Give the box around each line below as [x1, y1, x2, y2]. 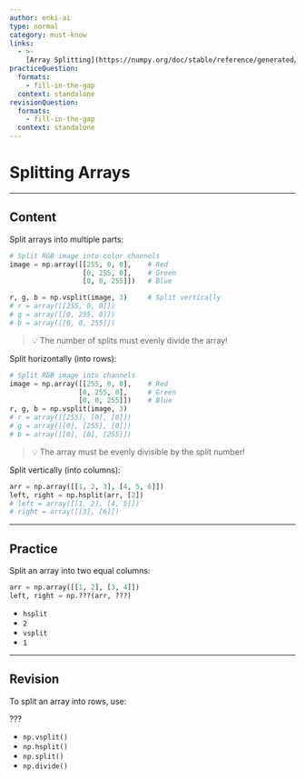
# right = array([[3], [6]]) [9, 507, 120, 516]
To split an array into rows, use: [9, 695, 127, 706]
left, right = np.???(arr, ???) [9, 591, 132, 600]
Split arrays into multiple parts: [9, 234, 124, 245]
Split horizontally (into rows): [9, 353, 117, 364]
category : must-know [9, 30, 88, 39]
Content [9, 210, 57, 225]
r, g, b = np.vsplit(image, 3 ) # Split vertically [9, 293, 221, 303]
